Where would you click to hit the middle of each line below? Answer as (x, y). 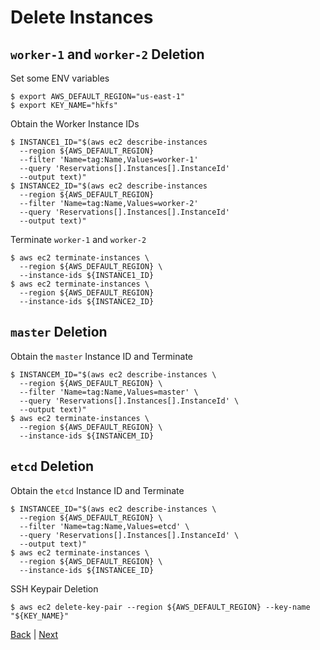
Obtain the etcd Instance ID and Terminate (97, 490)
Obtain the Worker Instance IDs (75, 124)
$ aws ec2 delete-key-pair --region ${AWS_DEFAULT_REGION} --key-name (160, 607)
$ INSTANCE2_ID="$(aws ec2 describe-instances (109, 186)
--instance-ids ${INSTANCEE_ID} (87, 570)
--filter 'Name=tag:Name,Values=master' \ (109, 392)
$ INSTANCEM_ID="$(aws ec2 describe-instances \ (113, 374)
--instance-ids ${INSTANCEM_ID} (87, 436)
